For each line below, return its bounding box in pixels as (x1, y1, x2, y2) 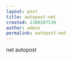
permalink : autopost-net (6, 30, 67, 36)
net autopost (6, 46, 37, 53)
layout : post (6, 8, 38, 15)
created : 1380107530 (6, 19, 57, 25)
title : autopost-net (6, 14, 57, 20)
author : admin (6, 25, 41, 31)
